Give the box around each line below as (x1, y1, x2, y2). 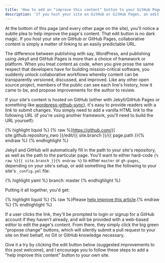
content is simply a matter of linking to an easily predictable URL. (5, 41, 137, 47)
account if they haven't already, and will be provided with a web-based (5, 216, 149, 222)
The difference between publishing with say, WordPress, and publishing (5, 50, 151, 57)
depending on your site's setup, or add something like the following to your (5, 163, 157, 169)
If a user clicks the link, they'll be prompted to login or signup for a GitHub (5, 211, 155, 217)
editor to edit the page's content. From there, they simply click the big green (5, 222, 159, 228)
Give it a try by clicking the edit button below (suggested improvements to (5, 241, 155, 247)
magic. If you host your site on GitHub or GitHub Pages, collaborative (5, 35, 145, 42)
